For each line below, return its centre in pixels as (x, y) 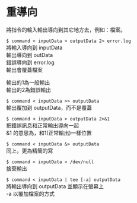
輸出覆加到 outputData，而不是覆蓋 (49, 107)
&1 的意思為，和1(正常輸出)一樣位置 (49, 133)
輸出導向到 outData (30, 55)
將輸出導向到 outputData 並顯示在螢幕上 (55, 186)
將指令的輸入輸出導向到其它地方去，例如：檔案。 (66, 30)
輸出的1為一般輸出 (28, 82)
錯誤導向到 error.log (30, 62)
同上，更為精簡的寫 (30, 150)
